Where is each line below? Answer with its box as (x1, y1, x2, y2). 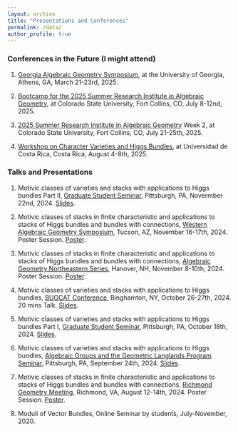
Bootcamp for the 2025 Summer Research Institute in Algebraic (17, 91, 205, 100)
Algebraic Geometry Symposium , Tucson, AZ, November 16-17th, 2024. (17, 228, 228, 236)
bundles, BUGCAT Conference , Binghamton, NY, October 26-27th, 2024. (17, 293, 232, 302)
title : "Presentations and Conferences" (7, 17, 130, 24)
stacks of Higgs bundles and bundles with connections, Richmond (17, 380, 212, 389)
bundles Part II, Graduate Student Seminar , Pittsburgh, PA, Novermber (17, 191, 223, 200)
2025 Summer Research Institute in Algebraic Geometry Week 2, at (17, 121, 215, 129)
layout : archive (7, 10, 56, 18)
